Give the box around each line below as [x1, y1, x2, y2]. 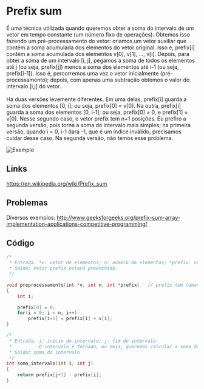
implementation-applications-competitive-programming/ [6, 220, 148, 228]
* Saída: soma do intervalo [8, 349, 80, 356]
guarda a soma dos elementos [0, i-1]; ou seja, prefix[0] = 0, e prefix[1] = [6, 108, 188, 116]
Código [6, 237, 35, 248]
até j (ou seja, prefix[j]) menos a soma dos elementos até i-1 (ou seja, [6, 63, 179, 71]
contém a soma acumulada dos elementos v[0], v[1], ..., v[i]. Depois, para [6, 50, 190, 57]
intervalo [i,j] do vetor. [6, 82, 62, 89]
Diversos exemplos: [6, 214, 56, 221]
